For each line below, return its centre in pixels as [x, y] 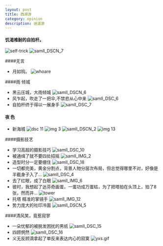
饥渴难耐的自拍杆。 [24, 39]
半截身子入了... [27, 174]
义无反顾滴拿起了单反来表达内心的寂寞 [51, 238]
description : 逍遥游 [25, 23]
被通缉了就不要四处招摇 [36, 156]
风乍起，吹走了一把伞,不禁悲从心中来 [49, 98]
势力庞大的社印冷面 [32, 205]
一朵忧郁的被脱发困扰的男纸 [40, 226]
